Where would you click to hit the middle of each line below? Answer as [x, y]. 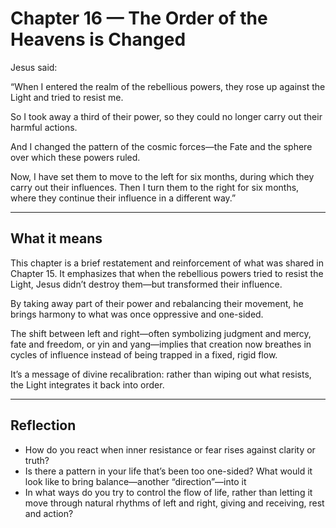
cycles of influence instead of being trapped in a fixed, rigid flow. [144, 354]
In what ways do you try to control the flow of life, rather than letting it [168, 492]
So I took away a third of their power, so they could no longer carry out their [166, 116]
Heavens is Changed [98, 39]
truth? [37, 460]
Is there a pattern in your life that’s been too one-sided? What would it [168, 471]
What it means [56, 238]
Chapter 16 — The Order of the [139, 18]
